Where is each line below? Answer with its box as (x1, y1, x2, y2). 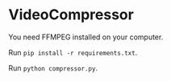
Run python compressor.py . (8, 63, 98, 73)
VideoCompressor (8, 6, 135, 24)
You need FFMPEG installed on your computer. (8, 32, 164, 42)
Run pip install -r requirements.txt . (8, 47, 138, 57)
